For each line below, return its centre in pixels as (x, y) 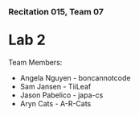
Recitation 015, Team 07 (56, 12)
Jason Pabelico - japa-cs (61, 95)
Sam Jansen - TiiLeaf (55, 86)
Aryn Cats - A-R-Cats (55, 103)
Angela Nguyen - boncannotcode (75, 77)
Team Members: (35, 62)
